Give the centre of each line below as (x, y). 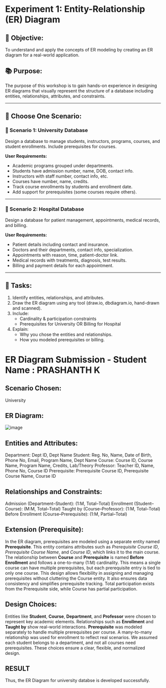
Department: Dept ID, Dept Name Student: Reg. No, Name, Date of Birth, (79, 455)
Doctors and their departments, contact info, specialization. (73, 250)
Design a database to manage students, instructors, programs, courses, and (83, 141)
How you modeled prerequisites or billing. (62, 339)
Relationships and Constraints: (54, 491)
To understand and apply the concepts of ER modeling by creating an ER (79, 50)
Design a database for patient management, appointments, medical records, (83, 220)
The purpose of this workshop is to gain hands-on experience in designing (81, 86)
